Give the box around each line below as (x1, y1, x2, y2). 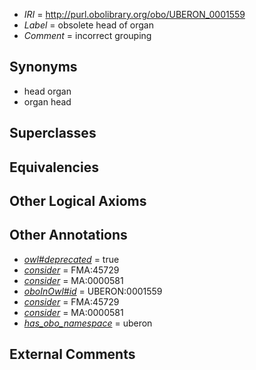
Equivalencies (9, 159, 99, 176)
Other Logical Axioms (9, 192, 147, 209)
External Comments (9, 346, 136, 363)
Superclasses (9, 125, 97, 142)
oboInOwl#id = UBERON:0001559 (23, 285, 163, 297)
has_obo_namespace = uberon (23, 317, 153, 329)
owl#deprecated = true (23, 253, 120, 265)
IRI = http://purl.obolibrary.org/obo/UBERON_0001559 (23, 9, 246, 20)
